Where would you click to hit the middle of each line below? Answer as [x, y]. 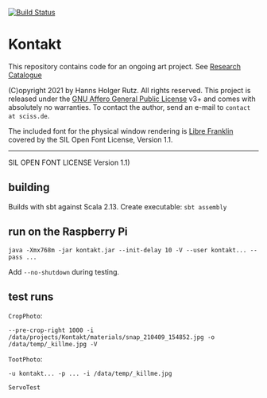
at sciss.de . [29, 115]
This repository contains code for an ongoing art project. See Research [124, 66]
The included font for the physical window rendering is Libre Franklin [121, 131]
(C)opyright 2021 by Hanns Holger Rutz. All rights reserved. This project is [130, 90]
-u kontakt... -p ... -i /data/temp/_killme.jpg [90, 374]
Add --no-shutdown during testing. [64, 271]
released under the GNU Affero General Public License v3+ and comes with [132, 99]
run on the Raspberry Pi [68, 232]
